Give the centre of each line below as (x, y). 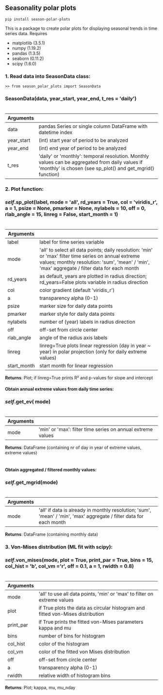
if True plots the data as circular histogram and (92, 608)
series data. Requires (26, 33)
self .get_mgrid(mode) (32, 483)
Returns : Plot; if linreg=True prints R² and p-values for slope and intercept (79, 378)
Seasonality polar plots (41, 8)
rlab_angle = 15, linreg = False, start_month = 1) (62, 214)
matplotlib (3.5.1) (28, 43)
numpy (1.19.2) (26, 48)
